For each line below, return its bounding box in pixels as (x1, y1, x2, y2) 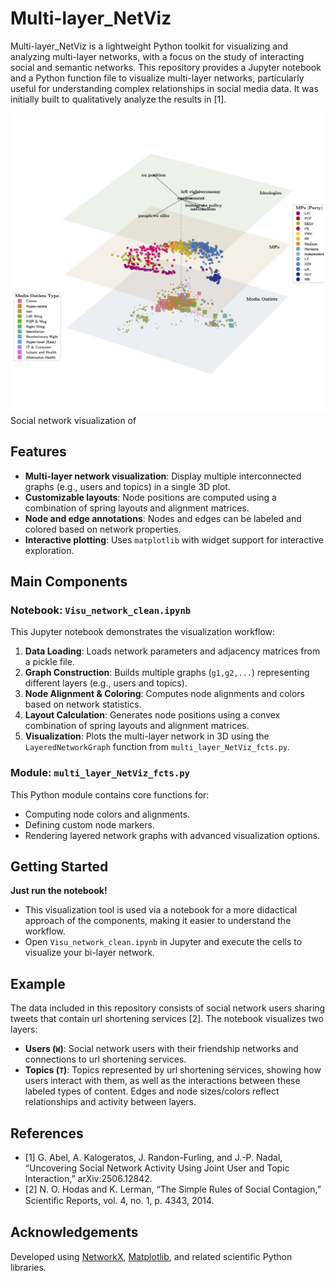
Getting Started (10, 858, 109, 875)
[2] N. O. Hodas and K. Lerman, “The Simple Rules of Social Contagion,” (24, 1183, 322, 1196)
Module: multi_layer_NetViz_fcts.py (10, 766, 190, 780)
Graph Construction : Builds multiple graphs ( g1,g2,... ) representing (24, 667, 310, 679)
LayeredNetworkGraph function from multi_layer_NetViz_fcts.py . (24, 741, 291, 753)
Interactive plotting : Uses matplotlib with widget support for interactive (24, 533, 324, 546)
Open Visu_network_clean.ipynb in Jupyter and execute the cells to (24, 936, 303, 948)
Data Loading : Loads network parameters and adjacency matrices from (24, 645, 321, 657)
